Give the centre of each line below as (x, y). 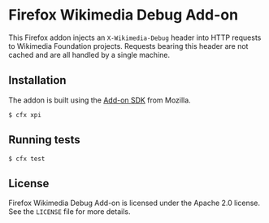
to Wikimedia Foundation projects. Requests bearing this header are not (128, 46)
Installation (37, 80)
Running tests (45, 140)
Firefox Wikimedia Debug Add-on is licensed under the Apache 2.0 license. (134, 203)
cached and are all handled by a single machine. (89, 55)
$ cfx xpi (25, 115)
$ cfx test (27, 159)
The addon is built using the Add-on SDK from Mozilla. (100, 100)
